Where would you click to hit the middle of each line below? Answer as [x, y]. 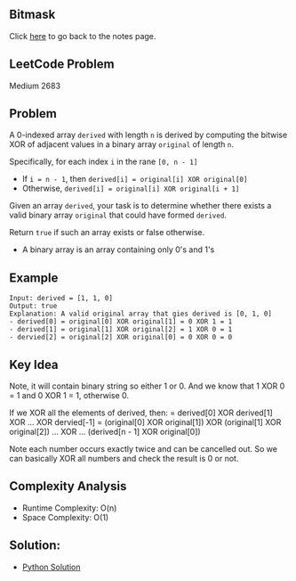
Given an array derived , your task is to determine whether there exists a [140, 206]
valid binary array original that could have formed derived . [118, 215]
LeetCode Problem [62, 65]
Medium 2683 [35, 86]
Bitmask [32, 15]
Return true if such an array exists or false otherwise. [107, 233]
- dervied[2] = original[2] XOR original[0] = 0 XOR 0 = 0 [121, 338]
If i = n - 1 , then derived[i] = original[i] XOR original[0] [135, 179]
